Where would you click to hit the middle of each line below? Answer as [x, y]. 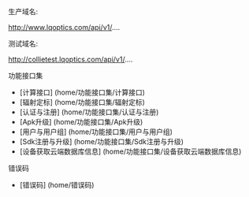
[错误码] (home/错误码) [57, 185]
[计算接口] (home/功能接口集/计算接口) [82, 92]
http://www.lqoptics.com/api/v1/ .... [64, 27]
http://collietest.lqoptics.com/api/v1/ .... [71, 59]
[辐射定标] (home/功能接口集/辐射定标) [82, 102]
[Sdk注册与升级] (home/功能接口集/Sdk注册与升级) [101, 141]
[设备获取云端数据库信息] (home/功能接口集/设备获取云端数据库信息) [130, 151]
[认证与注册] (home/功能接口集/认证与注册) [89, 112]
